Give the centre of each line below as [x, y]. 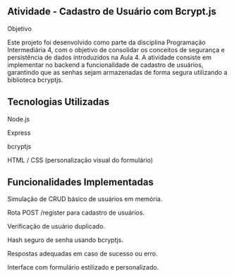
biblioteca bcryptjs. [35, 80]
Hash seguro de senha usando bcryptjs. [65, 240]
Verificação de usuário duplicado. [56, 226]
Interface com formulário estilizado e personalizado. [83, 267]
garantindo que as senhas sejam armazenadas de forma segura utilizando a [117, 72]
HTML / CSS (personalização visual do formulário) [80, 160]
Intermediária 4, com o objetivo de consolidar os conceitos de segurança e [116, 49]
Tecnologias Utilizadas [58, 102]
